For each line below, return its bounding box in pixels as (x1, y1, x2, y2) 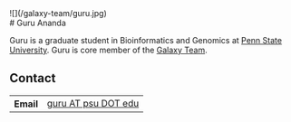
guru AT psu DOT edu (46, 97, 140, 109)
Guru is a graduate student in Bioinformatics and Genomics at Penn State (9, 35, 283, 45)
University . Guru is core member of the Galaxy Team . (9, 44, 208, 55)
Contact (9, 70, 56, 86)
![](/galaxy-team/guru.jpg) (9, 8, 107, 18)
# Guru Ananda (9, 17, 66, 28)
